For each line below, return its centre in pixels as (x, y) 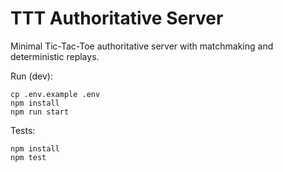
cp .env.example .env (55, 94)
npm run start (40, 112)
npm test (28, 157)
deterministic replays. (55, 56)
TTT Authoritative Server (117, 18)
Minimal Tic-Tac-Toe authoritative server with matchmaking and (142, 46)
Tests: (23, 130)
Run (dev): (31, 76)
